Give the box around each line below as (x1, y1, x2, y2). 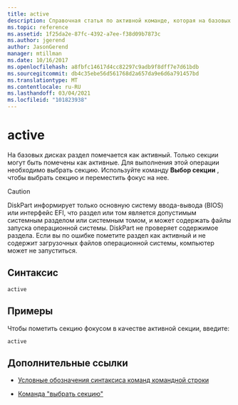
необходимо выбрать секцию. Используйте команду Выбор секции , (7, 165, 219, 174)
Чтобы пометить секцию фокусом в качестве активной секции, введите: (7, 324, 230, 332)
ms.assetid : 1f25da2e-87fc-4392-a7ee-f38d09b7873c (7, 30, 161, 38)
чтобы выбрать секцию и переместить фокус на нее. (7, 173, 170, 182)
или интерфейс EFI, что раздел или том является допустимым (7, 208, 197, 217)
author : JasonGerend (7, 43, 69, 51)
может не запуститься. (7, 246, 78, 255)
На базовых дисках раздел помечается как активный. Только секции (7, 150, 219, 159)
